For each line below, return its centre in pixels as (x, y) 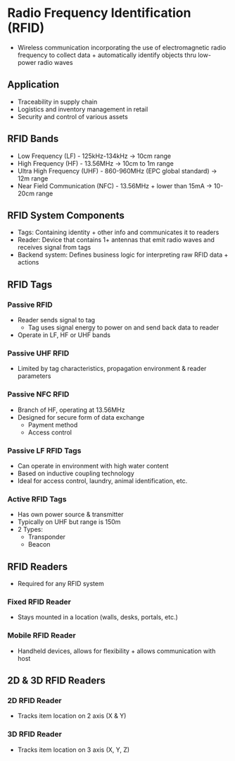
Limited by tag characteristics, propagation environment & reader (112, 369)
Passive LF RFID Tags (44, 451)
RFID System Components (66, 215)
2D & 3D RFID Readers (56, 681)
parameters (34, 376)
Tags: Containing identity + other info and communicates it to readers (118, 232)
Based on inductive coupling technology (76, 473)
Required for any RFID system (61, 584)
